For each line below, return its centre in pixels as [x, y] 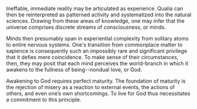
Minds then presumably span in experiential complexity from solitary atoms [97, 38]
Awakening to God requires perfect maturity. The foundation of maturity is [96, 81]
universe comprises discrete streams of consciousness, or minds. [86, 27]
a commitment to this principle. [44, 100]
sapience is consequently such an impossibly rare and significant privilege [97, 51]
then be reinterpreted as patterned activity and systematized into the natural [99, 15]
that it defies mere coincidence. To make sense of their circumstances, [92, 57]
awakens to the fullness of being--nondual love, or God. [74, 69]
